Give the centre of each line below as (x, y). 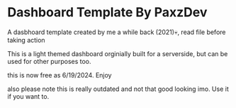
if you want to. (28, 96)
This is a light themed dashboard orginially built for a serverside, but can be (118, 53)
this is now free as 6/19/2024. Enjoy (60, 75)
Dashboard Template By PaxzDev (107, 12)
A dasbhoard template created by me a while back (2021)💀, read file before (117, 32)
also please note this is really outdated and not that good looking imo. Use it (118, 89)
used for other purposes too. (49, 61)
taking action (26, 40)
